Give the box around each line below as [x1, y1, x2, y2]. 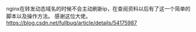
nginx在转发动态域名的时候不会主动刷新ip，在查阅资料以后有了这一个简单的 [6, 5, 191, 12]
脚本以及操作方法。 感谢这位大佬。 [6, 12, 91, 20]
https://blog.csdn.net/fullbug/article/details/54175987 [6, 20, 138, 26]
